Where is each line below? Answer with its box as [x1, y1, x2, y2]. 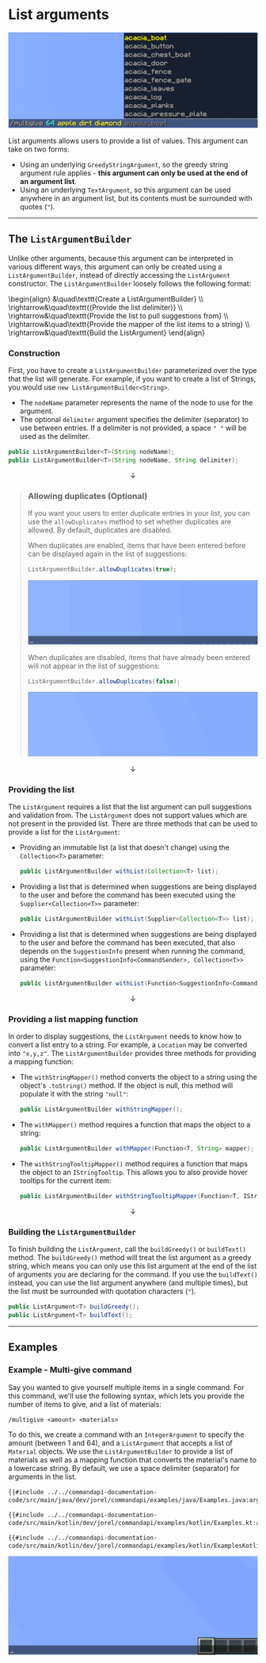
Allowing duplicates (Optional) [27, 490, 148, 501]
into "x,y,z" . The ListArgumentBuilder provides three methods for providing [8, 1049, 256, 1058]
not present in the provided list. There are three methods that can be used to [8, 819, 258, 828]
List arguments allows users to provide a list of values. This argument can [8, 136, 249, 145]
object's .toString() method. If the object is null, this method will [19, 1081, 234, 1090]
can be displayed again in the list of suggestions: [27, 549, 188, 559]
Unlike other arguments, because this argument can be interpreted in [8, 253, 234, 263]
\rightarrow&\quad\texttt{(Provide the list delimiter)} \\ [8, 302, 184, 312]
